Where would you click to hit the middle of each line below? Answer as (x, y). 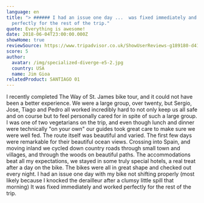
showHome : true (25, 40)
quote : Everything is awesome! (46, 29)
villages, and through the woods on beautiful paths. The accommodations (99, 155)
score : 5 (17, 52)
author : (16, 57)
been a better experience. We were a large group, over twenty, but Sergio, (99, 103)
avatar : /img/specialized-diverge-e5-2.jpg (67, 62)
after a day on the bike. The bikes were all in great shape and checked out (99, 168)
